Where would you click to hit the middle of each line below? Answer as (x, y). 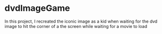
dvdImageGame (37, 8)
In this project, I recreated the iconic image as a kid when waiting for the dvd (81, 21)
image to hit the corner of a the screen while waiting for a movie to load (76, 26)
